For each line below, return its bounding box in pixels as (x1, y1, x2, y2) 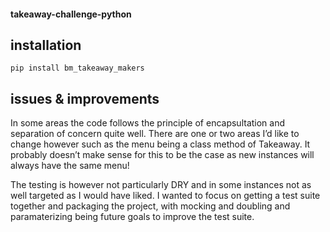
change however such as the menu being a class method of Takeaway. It (10, 138, 311, 150)
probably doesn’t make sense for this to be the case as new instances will (10, 149, 315, 161)
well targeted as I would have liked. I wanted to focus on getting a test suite (10, 190, 321, 202)
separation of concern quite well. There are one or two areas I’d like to (10, 128, 300, 140)
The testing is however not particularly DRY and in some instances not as (10, 179, 312, 191)
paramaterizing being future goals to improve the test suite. (10, 211, 255, 223)
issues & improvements (10, 90, 160, 107)
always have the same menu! (10, 160, 130, 172)
